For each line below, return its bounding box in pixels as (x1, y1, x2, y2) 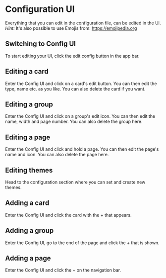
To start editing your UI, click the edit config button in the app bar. (5, 53, 140, 59)
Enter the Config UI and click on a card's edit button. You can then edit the (5, 81, 157, 87)
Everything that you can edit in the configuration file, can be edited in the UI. (5, 20, 161, 26)
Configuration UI (5, 3, 75, 15)
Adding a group (5, 226, 54, 235)
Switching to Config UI (5, 40, 76, 48)
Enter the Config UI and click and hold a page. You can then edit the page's (5, 146, 159, 152)
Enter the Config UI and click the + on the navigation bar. (5, 267, 121, 273)
